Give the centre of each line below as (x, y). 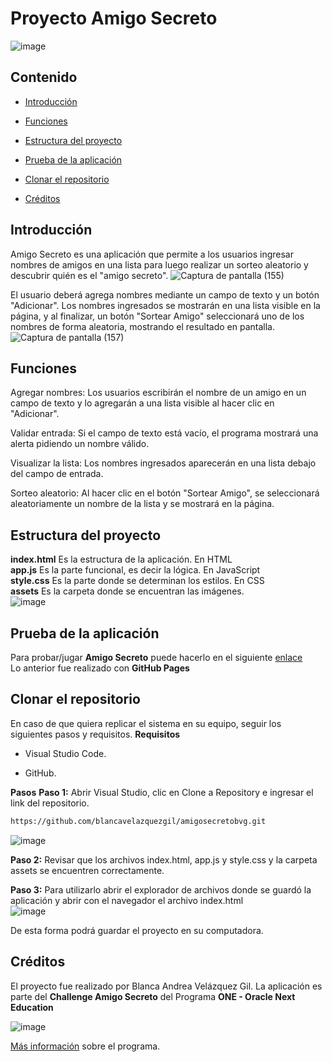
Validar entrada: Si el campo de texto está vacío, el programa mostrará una (164, 433)
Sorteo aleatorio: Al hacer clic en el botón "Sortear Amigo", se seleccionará (165, 493)
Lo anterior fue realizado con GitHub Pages (100, 668)
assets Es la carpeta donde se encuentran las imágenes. (127, 591)
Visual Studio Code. (65, 753)
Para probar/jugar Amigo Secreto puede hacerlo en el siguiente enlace (156, 657)
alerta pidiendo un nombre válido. (80, 444)
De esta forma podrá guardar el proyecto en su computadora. (137, 930)
